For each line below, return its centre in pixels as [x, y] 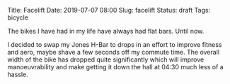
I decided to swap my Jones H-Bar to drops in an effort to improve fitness [115, 44]
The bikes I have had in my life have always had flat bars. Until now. [106, 31]
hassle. [18, 74]
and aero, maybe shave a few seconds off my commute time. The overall [113, 52]
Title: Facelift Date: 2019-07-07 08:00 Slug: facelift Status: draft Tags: [109, 10]
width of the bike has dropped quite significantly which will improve [106, 59]
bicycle [18, 17]
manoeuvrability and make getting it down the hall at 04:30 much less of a [116, 67]
